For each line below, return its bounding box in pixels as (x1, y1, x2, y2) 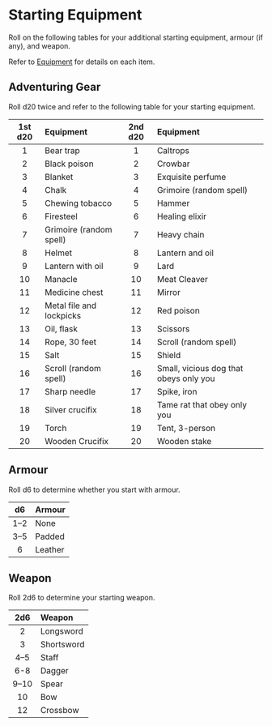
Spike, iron (156, 386, 198, 397)
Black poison (44, 158, 95, 169)
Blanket (44, 171, 74, 182)
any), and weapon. (8, 41, 71, 50)
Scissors (156, 322, 190, 334)
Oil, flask (44, 322, 79, 334)
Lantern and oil (156, 247, 215, 258)
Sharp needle (44, 386, 96, 397)
